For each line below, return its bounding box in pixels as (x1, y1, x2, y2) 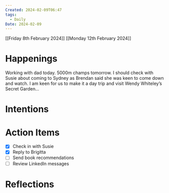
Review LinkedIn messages (12, 160, 69, 167)
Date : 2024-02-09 (5, 21, 42, 27)
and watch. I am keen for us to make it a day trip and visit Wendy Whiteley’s (5, 80, 162, 86)
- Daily (10, 17, 26, 22)
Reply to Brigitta (12, 149, 46, 155)
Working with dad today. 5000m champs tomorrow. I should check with (5, 70, 154, 76)
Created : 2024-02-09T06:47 (5, 7, 62, 13)
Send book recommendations (12, 155, 74, 161)
